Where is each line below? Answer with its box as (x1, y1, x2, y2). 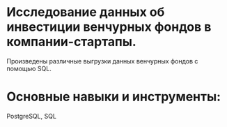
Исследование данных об (6, 4, 165, 20)
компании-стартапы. (6, 34, 136, 50)
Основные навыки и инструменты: (6, 89, 221, 105)
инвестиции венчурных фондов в (6, 19, 212, 35)
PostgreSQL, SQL (6, 112, 57, 120)
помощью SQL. (6, 64, 52, 73)
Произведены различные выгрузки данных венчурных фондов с (6, 57, 198, 65)
